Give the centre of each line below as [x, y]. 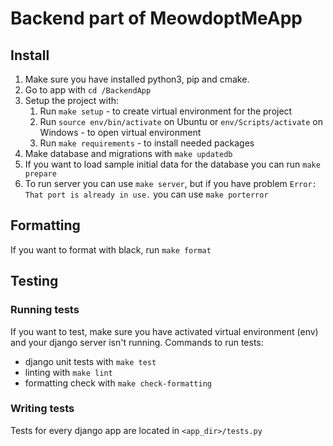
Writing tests [42, 409]
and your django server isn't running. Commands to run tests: [137, 342]
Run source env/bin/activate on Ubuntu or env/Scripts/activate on [181, 121]
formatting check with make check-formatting [118, 383]
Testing [34, 281]
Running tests [45, 310]
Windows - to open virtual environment [120, 132]
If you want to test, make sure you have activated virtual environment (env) [164, 331]
